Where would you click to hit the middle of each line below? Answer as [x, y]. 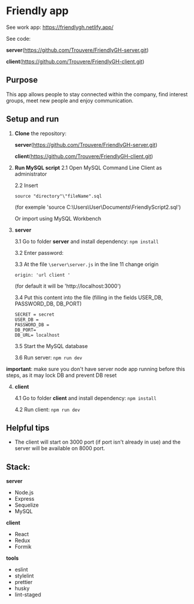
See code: [19, 38]
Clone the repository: [40, 133]
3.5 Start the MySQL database [51, 346]
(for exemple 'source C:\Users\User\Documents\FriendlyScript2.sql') [98, 207]
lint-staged [28, 595]
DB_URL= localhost [37, 335]
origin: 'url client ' [42, 275]
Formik [23, 547]
